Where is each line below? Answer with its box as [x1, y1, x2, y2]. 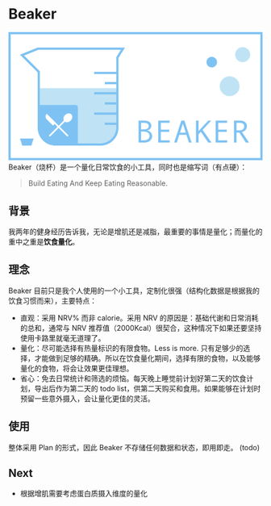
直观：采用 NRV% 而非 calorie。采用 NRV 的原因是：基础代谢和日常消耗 [19, 312, 259, 323]
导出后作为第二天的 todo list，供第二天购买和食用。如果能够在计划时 [34, 383, 261, 393]
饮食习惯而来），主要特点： [8, 295, 97, 305]
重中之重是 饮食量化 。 [8, 236, 79, 246]
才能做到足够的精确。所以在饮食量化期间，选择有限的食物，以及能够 [34, 353, 261, 363]
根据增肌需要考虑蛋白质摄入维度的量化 [19, 489, 148, 499]
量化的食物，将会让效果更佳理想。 [19, 363, 134, 373]
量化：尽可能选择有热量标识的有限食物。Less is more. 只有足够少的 [19, 343, 244, 353]
